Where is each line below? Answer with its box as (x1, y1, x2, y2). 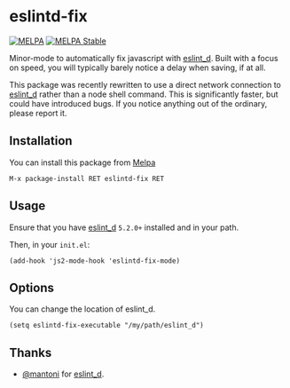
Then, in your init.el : (9, 239, 90, 249)
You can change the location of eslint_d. (9, 304, 156, 314)
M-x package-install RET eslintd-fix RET (9, 174, 165, 183)
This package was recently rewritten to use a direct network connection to (9, 79, 282, 90)
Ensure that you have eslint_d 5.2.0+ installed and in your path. (9, 222, 239, 233)
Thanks (9, 344, 52, 360)
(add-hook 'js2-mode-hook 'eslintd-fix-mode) (9, 256, 180, 265)
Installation (9, 133, 73, 148)
